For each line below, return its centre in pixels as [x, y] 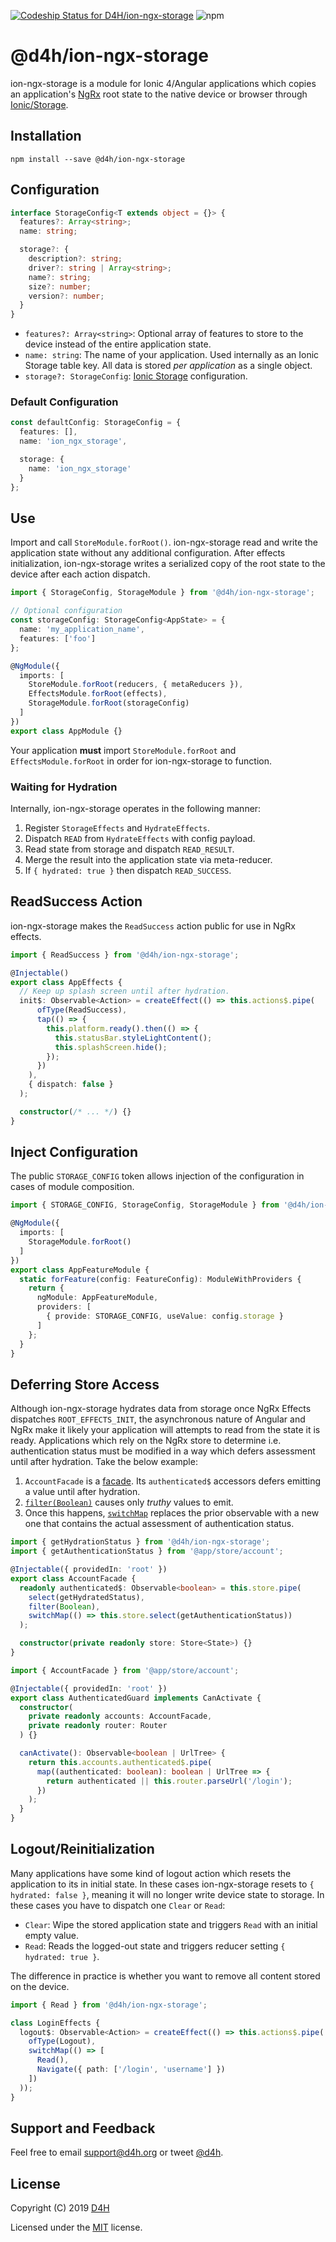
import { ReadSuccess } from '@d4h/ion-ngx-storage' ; [125, 955]
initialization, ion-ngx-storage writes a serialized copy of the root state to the [168, 564]
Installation [46, 136]
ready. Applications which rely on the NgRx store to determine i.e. [146, 1441]
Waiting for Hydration [64, 787]
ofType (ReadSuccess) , [82, 1010]
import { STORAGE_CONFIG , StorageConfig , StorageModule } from [145, 1205]
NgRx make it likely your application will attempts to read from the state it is [165, 1430]
